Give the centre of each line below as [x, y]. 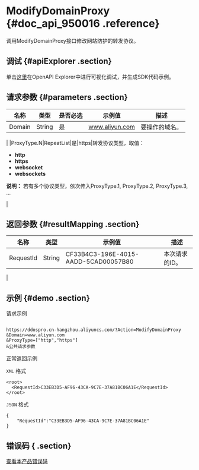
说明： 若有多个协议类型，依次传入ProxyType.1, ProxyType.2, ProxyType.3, [97, 186]
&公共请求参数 [21, 347]
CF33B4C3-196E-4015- [102, 254]
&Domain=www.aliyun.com [36, 335]
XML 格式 [16, 371]
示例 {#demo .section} [48, 298]
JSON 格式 [17, 405]
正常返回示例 [22, 358]
